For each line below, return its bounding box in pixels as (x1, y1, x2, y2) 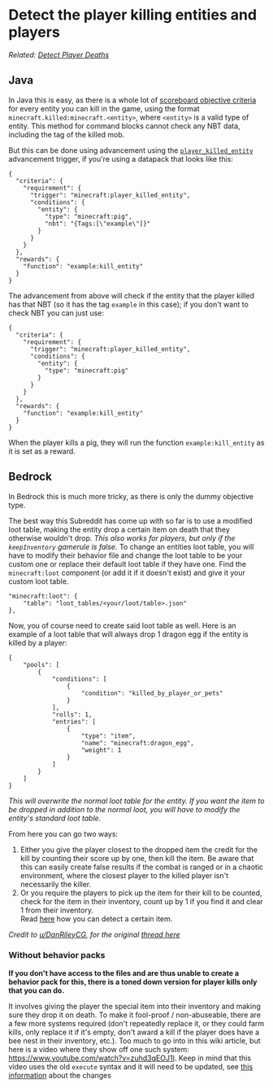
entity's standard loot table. (8, 813, 102, 823)
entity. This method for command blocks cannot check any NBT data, (8, 120, 241, 131)
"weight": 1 (80, 746, 122, 754)
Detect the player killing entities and (8, 6, 258, 24)
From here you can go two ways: (8, 829, 119, 838)
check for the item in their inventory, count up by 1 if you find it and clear (19, 896, 264, 906)
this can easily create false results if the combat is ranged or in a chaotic (19, 862, 264, 872)
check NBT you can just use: (8, 307, 104, 318)
